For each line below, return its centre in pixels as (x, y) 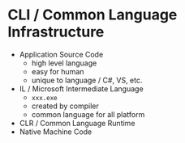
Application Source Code (61, 54)
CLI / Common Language (92, 15)
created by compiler (65, 106)
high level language (64, 63)
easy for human (58, 71)
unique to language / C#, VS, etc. (87, 80)
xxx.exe (44, 98)
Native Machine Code (56, 132)
